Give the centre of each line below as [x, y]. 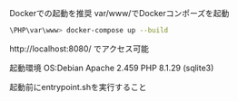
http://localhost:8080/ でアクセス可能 [79, 49]
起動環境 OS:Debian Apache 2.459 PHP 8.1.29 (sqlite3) [112, 68]
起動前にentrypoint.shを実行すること [78, 87]
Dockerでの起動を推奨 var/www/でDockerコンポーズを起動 [119, 13]
